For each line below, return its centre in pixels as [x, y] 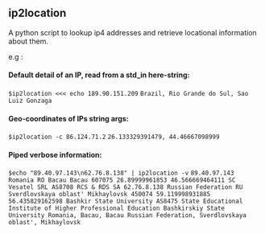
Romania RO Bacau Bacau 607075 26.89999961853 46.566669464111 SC [122, 180]
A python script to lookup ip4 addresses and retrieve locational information [133, 32]
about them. [28, 41]
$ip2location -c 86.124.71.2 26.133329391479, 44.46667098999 [114, 137]
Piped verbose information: [55, 154]
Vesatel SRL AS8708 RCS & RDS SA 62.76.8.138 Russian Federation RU [126, 187]
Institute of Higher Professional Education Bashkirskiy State [117, 208]
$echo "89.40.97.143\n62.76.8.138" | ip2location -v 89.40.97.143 [121, 173]
